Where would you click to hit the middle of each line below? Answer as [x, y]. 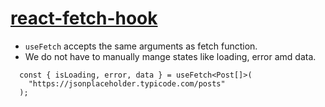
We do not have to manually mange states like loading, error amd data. [170, 56]
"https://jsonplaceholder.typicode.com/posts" [127, 83]
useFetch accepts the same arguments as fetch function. [141, 46]
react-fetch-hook [84, 18]
